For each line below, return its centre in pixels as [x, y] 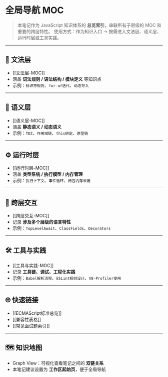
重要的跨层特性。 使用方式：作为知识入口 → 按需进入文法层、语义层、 [89, 31]
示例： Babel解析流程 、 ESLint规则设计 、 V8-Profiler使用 [67, 278]
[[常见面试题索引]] [31, 326]
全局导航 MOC [34, 10]
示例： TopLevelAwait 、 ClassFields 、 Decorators [61, 228]
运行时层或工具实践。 [39, 38]
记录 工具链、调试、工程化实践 [44, 272]
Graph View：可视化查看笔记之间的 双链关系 [58, 363]
